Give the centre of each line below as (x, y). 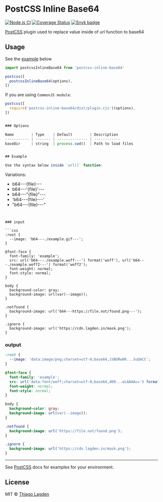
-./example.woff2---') (28, 265)
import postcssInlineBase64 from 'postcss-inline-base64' (65, 68)
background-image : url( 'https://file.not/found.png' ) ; (66, 431)
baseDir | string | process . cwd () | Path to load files (69, 144)
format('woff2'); (70, 265)
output (13, 345)
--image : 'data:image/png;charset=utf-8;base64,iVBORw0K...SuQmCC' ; (80, 360)
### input (15, 222)
